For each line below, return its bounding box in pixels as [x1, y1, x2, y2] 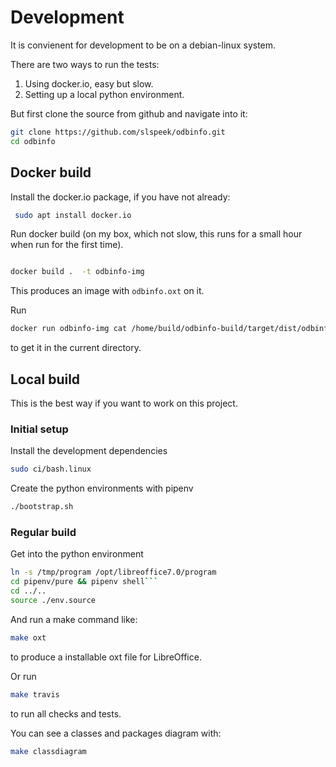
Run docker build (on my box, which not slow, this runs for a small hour [10, 228, 303, 240]
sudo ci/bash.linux [10, 464, 92, 475]
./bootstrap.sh [10, 502, 74, 512]
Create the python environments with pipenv [10, 482, 194, 495]
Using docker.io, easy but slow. [24, 77, 154, 90]
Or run [10, 670, 37, 682]
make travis [10, 689, 60, 700]
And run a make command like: [10, 613, 138, 625]
